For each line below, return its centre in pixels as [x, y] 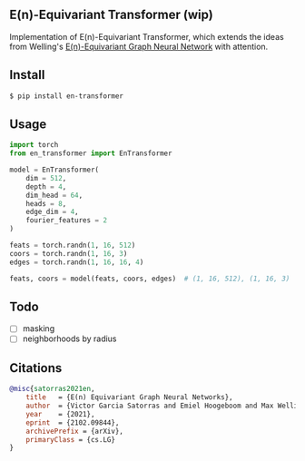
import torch [34, 145]
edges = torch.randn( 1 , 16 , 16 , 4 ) [77, 262]
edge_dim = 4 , [52, 212]
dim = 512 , [46, 178]
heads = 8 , [46, 203]
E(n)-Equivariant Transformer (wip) [111, 15]
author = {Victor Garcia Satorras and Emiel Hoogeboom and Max [150, 406]
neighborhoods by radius [69, 338]
